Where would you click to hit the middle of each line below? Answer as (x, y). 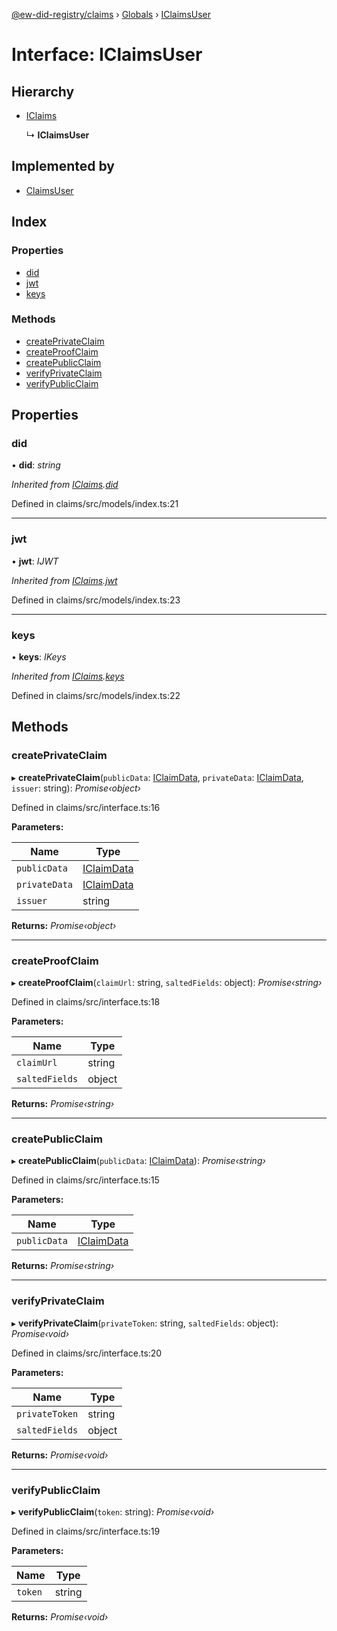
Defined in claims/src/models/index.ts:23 (96, 600)
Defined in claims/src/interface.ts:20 (87, 1353)
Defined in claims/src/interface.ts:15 (85, 1180)
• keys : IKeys (39, 657)
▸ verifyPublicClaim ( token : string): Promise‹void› (113, 1511)
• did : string (36, 465)
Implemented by (63, 166)
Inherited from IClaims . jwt (64, 580)
